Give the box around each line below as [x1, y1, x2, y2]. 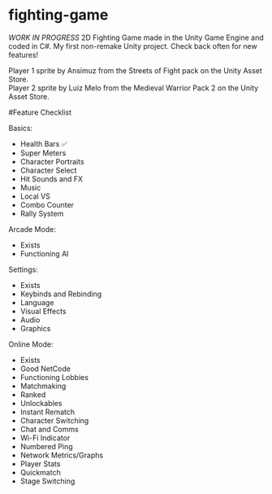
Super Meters [19, 148, 67, 158]
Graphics [19, 323, 51, 333]
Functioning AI [19, 248, 69, 258]
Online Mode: [8, 339, 54, 349]
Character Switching [19, 415, 89, 425]
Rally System [19, 208, 64, 218]
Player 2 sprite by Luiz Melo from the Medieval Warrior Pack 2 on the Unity [8, 83, 259, 93]
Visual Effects [19, 306, 67, 316]
